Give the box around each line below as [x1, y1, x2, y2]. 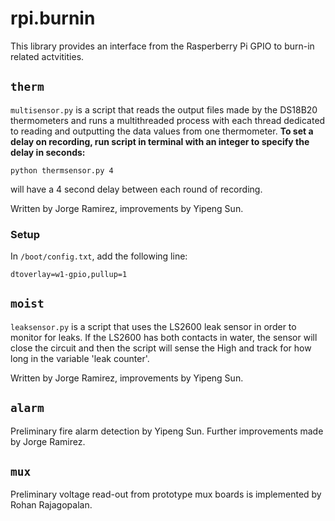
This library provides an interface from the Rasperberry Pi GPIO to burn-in [10, 40, 315, 52]
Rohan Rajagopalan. [10, 499, 93, 511]
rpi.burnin [10, 7, 96, 30]
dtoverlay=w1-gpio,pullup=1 [10, 270, 128, 280]
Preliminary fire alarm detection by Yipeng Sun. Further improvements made [10, 425, 324, 437]
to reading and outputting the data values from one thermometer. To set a [10, 125, 314, 137]
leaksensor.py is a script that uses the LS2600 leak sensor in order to [10, 320, 297, 332]
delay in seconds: [10, 146, 86, 158]
